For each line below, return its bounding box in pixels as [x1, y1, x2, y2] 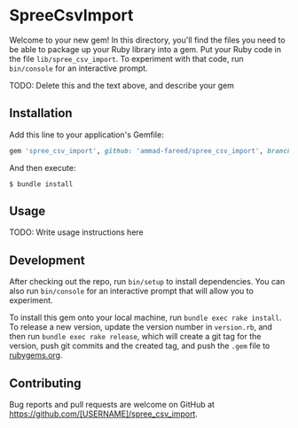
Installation [9, 105, 73, 121]
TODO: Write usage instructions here [9, 227, 144, 237]
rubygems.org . [9, 350, 63, 361]
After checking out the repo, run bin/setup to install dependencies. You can [9, 276, 286, 287]
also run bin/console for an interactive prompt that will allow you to [9, 285, 255, 297]
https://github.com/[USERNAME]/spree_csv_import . [9, 409, 198, 419]
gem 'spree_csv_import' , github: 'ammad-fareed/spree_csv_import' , [9, 146, 264, 155]
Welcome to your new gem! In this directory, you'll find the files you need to [9, 35, 286, 45]
